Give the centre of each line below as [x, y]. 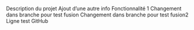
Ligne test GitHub [27, 21]
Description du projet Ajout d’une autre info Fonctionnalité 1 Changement [94, 9]
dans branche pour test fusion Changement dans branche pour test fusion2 [97, 15]
